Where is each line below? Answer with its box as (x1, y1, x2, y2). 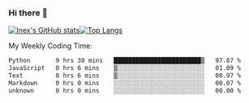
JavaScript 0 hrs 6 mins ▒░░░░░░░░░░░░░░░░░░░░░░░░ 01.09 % (8, 64, 242, 72)
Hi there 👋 (8, 7, 49, 19)
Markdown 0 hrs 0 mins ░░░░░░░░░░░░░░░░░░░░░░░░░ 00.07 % (8, 79, 242, 87)
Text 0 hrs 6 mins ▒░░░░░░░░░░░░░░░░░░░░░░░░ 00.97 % (8, 72, 242, 80)
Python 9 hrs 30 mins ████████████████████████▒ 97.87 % (8, 56, 242, 65)
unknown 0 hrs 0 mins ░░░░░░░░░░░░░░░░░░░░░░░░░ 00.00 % (8, 86, 242, 95)
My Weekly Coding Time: (8, 41, 93, 51)
